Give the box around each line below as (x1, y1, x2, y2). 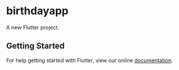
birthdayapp (6, 4, 69, 18)
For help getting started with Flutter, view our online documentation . (6, 56, 173, 63)
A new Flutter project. (6, 24, 60, 31)
